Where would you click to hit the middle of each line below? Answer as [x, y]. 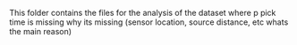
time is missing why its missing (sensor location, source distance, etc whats [149, 22]
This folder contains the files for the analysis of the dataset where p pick [143, 13]
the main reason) [41, 31]
